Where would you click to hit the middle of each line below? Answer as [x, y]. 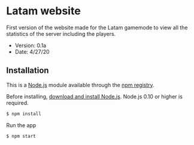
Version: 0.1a [31, 45]
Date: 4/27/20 [32, 51]
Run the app [21, 125]
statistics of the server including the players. [61, 33]
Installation [28, 71]
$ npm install [24, 114]
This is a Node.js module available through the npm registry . [80, 85]
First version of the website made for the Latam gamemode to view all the [97, 27]
